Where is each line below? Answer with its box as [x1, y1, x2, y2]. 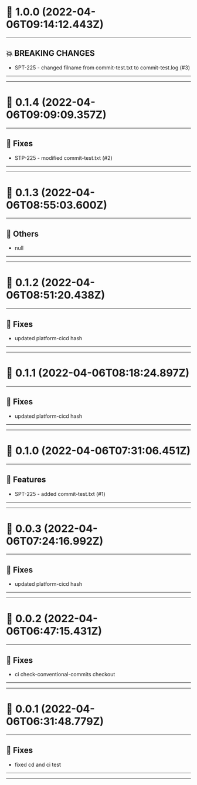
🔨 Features [6, 475, 46, 485]
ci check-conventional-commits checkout [14, 671, 116, 677]
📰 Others [6, 229, 39, 239]
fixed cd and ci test [14, 761, 62, 768]
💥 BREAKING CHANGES [6, 48, 95, 58]
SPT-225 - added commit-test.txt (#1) [14, 490, 106, 497]
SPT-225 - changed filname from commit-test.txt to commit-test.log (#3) [14, 64, 191, 71]
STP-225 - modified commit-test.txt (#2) [14, 154, 113, 161]
